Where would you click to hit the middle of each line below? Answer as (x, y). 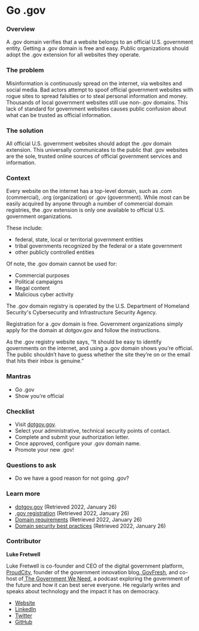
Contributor (24, 541)
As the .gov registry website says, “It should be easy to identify (84, 342)
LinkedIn (25, 609)
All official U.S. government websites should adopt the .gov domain (89, 143)
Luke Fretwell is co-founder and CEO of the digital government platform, (95, 566)
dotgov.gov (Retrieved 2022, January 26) (66, 507)
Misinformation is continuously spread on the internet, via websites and (94, 83)
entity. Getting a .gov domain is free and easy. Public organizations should (97, 48)
